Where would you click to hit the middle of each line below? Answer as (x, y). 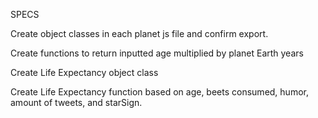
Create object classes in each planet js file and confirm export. (139, 33)
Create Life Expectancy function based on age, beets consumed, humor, (159, 92)
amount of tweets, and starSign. (76, 102)
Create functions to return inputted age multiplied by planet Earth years (157, 53)
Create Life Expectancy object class (84, 72)
